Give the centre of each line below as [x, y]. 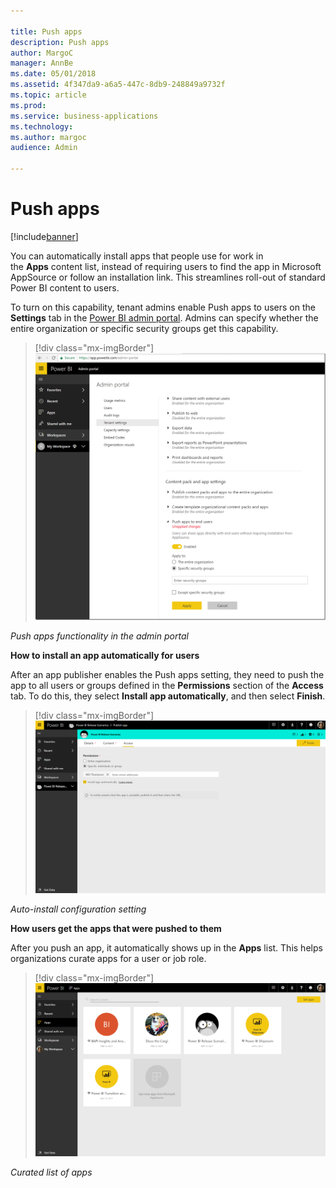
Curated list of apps [51, 1172]
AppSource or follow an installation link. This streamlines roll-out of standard [168, 277]
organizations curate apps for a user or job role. [108, 959]
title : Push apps [46, 31]
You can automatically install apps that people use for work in [137, 256]
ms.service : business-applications [84, 116]
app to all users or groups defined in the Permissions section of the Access [167, 686]
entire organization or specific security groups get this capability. [144, 328]
